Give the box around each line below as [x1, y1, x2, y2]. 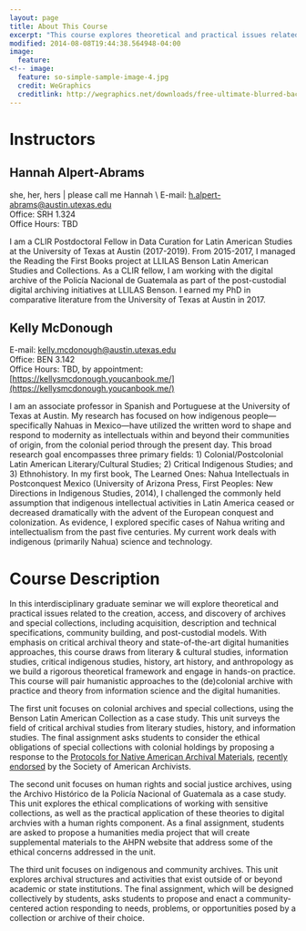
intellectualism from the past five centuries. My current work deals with [9, 527, 277, 537]
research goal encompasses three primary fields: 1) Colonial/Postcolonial [9, 449, 284, 460]
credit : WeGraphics [17, 81, 92, 90]
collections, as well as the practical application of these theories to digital [9, 808, 285, 819]
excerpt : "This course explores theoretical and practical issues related [9, 30, 300, 39]
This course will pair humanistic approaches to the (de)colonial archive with [9, 676, 293, 687]
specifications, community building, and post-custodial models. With [9, 628, 267, 639]
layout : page [9, 13, 59, 23]
